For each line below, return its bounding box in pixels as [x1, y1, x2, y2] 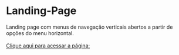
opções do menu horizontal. [6, 29, 75, 36]
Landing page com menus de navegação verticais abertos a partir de [6, 23, 173, 30]
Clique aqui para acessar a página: [6, 42, 90, 49]
